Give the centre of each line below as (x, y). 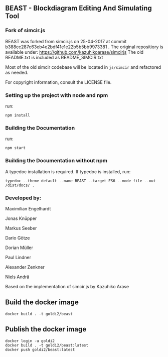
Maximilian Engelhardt (28, 208)
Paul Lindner (18, 257)
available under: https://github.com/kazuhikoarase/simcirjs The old (74, 52)
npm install (18, 115)
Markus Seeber (21, 228)
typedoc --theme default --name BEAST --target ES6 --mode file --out (80, 181)
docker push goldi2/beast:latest (40, 349)
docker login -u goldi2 (30, 341)
